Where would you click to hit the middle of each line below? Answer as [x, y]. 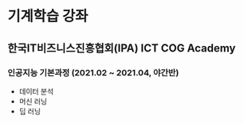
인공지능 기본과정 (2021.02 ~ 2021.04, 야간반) [93, 72]
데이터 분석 [36, 91]
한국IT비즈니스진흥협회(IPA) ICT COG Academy [122, 48]
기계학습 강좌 [48, 16]
